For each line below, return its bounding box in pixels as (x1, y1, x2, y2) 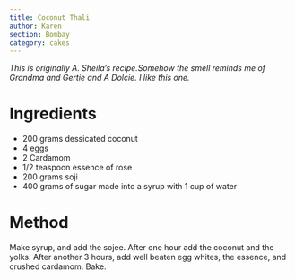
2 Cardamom (22, 153, 71, 163)
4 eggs (22, 143, 49, 153)
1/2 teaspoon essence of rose (22, 162, 133, 173)
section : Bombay (9, 30, 70, 39)
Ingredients (9, 104, 97, 124)
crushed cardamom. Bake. (9, 261, 107, 272)
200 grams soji (22, 171, 78, 182)
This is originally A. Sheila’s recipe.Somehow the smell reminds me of (9, 63, 266, 74)
